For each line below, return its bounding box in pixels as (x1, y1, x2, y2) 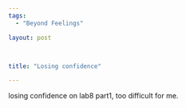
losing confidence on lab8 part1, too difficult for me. (8, 91, 179, 101)
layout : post (8, 34, 52, 42)
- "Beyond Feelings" (15, 19, 84, 27)
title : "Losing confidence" (8, 62, 102, 70)
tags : (8, 11, 26, 20)
